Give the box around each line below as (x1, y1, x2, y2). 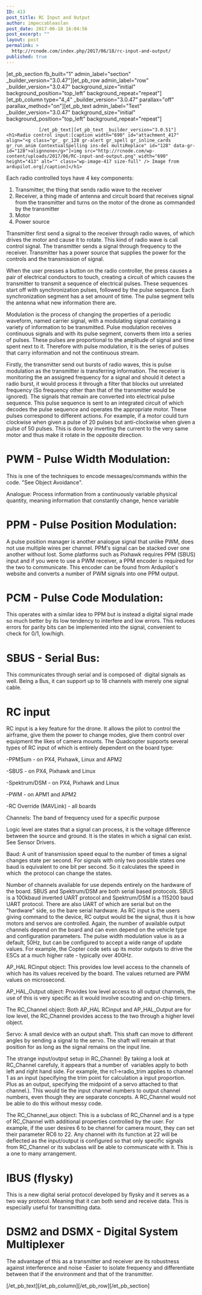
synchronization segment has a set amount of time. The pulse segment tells (6, 292, 195, 300)
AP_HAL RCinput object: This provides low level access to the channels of (6, 963, 190, 971)
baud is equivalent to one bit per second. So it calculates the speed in (6, 863, 180, 871)
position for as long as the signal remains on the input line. (6, 1044, 151, 1051)
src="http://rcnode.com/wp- (84, 148, 155, 154)
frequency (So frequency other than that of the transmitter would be (6, 386, 176, 394)
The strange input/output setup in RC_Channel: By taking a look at (6, 1055, 170, 1062)
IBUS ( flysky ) (6, 1171, 74, 1185)
